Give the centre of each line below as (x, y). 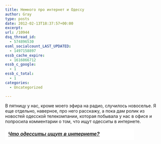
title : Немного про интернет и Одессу (45, 10)
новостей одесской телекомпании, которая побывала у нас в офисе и (79, 116)
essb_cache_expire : (25, 55)
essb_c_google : (21, 64)
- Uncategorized (26, 87)
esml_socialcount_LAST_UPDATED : (38, 46)
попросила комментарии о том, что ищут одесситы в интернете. (73, 121)
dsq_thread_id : (21, 37)
